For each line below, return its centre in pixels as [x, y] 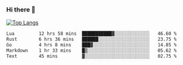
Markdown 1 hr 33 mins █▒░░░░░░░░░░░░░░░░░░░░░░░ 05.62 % [91, 51]
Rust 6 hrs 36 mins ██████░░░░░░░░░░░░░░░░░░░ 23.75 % [91, 39]
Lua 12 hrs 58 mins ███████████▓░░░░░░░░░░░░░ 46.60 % [91, 34]
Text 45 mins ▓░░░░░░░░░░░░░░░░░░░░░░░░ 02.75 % [91, 56]
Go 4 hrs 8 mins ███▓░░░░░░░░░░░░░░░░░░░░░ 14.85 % [91, 45]
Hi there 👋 [21, 10]
